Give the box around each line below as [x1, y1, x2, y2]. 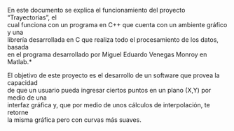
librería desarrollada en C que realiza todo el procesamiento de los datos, [7, 36, 219, 44]
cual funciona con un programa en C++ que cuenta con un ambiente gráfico [7, 21, 228, 29]
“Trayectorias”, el [7, 13, 57, 22]
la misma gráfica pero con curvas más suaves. [7, 116, 142, 124]
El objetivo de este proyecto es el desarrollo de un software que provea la [7, 71, 220, 79]
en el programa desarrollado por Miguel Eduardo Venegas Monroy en [7, 50, 207, 59]
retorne [7, 108, 29, 116]
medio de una [7, 93, 47, 102]
